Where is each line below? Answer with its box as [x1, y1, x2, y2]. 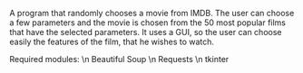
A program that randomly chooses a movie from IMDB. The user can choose [9, 8, 295, 18]
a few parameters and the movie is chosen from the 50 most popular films [9, 17, 287, 28]
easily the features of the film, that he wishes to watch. [9, 36, 215, 47]
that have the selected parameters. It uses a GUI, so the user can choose [9, 27, 282, 37]
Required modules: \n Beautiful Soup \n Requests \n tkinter [9, 54, 230, 64]
